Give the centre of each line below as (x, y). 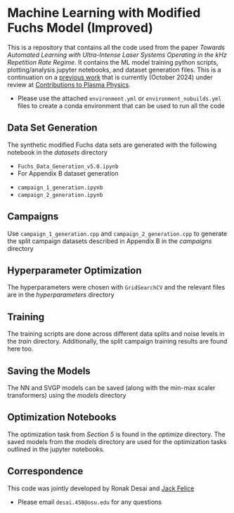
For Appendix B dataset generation (68, 173)
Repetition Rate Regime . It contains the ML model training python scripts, (113, 62)
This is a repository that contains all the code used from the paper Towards (116, 47)
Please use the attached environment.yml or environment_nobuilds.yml (119, 98)
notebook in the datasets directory (57, 152)
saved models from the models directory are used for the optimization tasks (117, 441)
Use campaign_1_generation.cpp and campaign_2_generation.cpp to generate (117, 233)
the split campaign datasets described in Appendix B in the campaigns (110, 241)
